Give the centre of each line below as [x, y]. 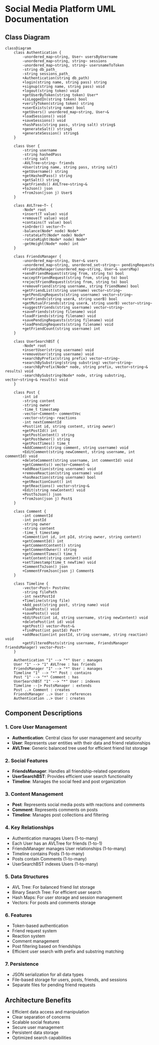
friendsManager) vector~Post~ [36, 647]
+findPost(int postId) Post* [52, 630]
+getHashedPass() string [47, 176]
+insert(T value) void [45, 214]
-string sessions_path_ [46, 74]
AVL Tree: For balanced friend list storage [53, 887]
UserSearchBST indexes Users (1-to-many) [55, 864]
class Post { [27, 392]
